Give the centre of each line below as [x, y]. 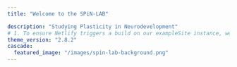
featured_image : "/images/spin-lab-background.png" [91, 53]
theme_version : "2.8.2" [42, 39]
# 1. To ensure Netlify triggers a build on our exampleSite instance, [115, 33]
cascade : [20, 47]
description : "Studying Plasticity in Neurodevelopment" [93, 26]
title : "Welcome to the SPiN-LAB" [58, 14]
